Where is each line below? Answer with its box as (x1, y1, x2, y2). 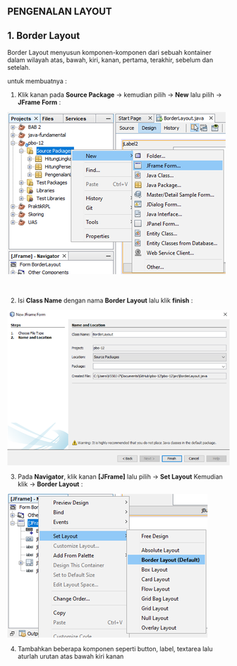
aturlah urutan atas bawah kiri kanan (17, 652, 124, 661)
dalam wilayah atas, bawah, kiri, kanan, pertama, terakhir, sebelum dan (7, 56, 214, 64)
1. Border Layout (7, 30, 80, 42)
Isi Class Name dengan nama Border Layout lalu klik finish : (17, 296, 193, 305)
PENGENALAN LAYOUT (7, 6, 113, 18)
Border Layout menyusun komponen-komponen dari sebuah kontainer (7, 49, 212, 57)
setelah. (7, 63, 30, 72)
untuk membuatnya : (7, 77, 67, 85)
